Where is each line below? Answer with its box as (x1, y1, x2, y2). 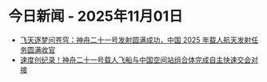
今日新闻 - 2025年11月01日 (8, 7, 184, 25)
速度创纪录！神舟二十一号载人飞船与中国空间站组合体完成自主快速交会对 (19, 55, 258, 64)
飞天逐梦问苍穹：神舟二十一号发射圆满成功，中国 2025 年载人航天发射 (19, 35, 252, 45)
